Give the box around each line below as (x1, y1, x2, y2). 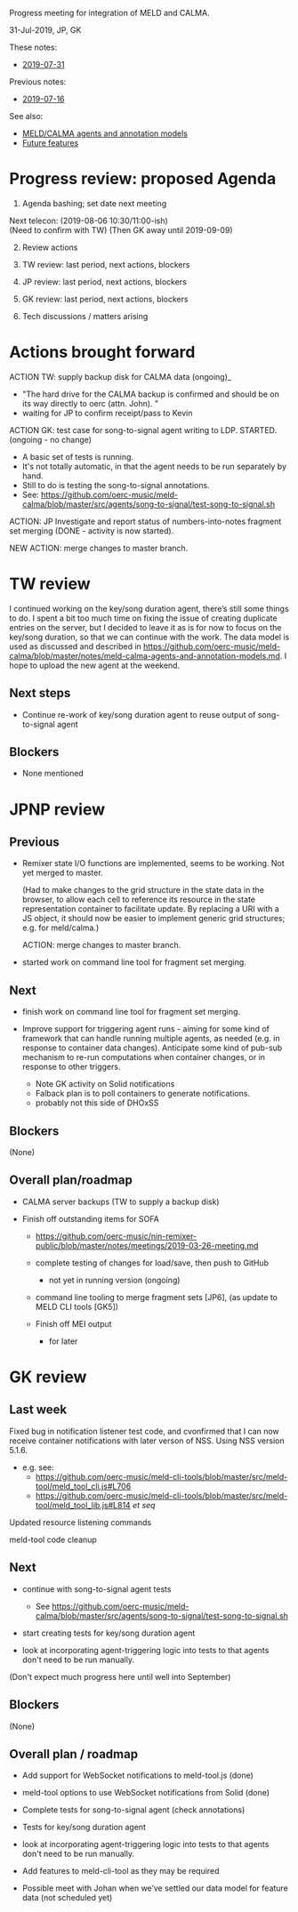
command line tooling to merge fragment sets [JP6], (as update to (35, 1291, 278, 1302)
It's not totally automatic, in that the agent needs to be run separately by (21, 461, 287, 471)
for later (48, 1336, 78, 1346)
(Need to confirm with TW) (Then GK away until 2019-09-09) (9, 224, 233, 235)
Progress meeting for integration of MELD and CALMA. (9, 8, 211, 18)
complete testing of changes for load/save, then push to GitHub (35, 1257, 270, 1268)
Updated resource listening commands (9, 1516, 152, 1528)
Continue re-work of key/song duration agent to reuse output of (21, 709, 256, 719)
